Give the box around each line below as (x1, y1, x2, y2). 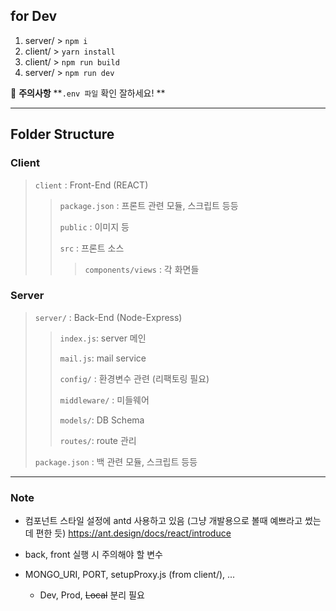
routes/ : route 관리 (59, 434, 137, 446)
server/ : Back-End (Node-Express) (34, 311, 183, 323)
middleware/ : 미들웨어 (59, 394, 150, 406)
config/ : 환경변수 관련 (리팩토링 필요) (59, 372, 210, 384)
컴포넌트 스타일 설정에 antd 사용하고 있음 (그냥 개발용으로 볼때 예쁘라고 (24, 515, 303, 527)
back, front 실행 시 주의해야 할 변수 (24, 549, 163, 561)
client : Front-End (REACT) (34, 179, 149, 191)
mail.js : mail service (59, 352, 147, 364)
